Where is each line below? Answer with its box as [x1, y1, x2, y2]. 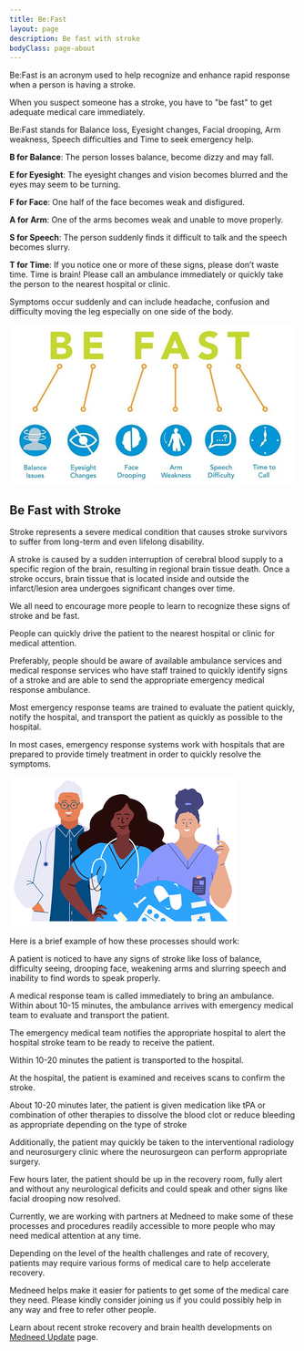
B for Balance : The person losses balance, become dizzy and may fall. [9, 151, 275, 163]
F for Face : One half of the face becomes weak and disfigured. [9, 197, 246, 208]
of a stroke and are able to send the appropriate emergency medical [9, 675, 265, 686]
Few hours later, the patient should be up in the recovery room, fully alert [9, 1174, 283, 1185]
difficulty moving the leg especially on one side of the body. [9, 306, 234, 317]
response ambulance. [9, 685, 91, 696]
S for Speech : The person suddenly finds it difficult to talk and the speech [9, 232, 288, 243]
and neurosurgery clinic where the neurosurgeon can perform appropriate [9, 1147, 288, 1158]
